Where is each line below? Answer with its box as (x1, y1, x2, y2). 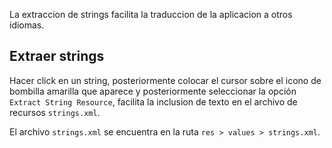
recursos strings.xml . (9, 106, 101, 118)
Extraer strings (9, 48, 105, 65)
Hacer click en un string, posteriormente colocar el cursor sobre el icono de (9, 74, 322, 86)
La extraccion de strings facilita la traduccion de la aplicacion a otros (9, 9, 293, 20)
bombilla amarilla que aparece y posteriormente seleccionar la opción (9, 85, 297, 97)
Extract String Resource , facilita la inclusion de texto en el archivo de (9, 95, 298, 108)
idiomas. (9, 19, 45, 31)
